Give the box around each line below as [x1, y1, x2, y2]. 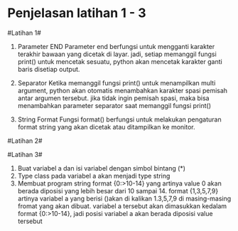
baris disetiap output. [17, 65, 80, 73]
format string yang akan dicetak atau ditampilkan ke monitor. [17, 122, 195, 131]
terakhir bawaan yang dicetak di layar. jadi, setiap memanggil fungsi [17, 50, 217, 58]
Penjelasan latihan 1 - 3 [7, 5, 147, 21]
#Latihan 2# [7, 136, 43, 145]
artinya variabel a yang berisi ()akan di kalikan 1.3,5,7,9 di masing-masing [17, 194, 232, 203]
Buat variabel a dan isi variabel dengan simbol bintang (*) [17, 163, 186, 172]
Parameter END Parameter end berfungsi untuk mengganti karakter [17, 42, 215, 50]
